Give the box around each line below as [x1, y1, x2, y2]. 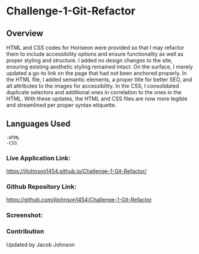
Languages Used [6, 119, 71, 129]
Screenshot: [6, 211, 43, 220]
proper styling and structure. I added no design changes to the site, [6, 57, 173, 64]
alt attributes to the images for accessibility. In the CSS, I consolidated [6, 82, 179, 89]
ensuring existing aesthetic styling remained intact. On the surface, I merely [6, 63, 193, 70]
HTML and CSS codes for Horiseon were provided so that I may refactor [6, 44, 185, 51]
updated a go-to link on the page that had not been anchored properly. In [6, 70, 187, 76]
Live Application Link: [6, 154, 71, 162]
